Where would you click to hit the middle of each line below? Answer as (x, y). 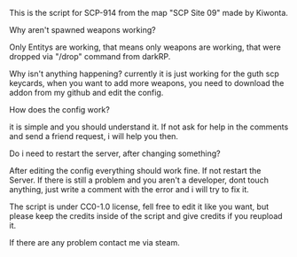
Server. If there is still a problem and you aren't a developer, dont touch (139, 180)
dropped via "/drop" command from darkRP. (90, 56)
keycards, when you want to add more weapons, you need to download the (147, 83)
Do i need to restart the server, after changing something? (115, 153)
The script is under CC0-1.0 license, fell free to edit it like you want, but (139, 206)
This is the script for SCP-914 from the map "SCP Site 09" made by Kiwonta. (148, 13)
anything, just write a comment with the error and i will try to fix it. (129, 189)
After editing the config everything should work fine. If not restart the (135, 171)
